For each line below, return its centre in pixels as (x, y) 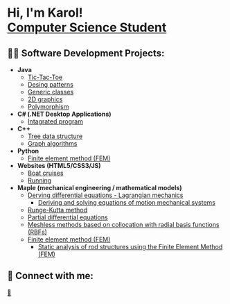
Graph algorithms (52, 143)
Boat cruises (45, 173)
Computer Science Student (87, 27)
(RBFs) (37, 232)
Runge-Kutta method (57, 210)
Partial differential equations (68, 217)
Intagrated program (55, 121)
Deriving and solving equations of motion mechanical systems (127, 202)
